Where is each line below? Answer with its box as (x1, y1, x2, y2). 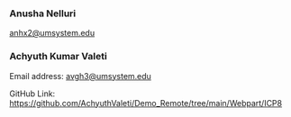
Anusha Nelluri (9, 7, 77, 20)
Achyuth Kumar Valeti (9, 50, 108, 63)
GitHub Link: (9, 88, 56, 99)
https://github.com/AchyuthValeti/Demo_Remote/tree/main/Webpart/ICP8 (9, 97, 282, 108)
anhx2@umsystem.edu (9, 28, 95, 39)
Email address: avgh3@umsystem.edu (9, 70, 151, 81)
